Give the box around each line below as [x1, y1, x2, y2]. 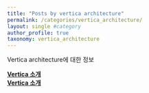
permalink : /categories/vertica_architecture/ [7, 17, 143, 23]
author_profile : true [7, 29, 69, 37]
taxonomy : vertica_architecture [7, 36, 100, 43]
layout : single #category [7, 23, 81, 30]
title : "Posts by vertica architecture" [7, 10, 125, 17]
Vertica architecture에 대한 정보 [7, 56, 95, 64]
